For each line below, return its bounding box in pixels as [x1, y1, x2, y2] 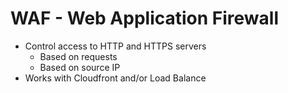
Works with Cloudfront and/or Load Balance [24, 72, 207, 84]
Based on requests [39, 50, 118, 62]
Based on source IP [39, 61, 121, 73]
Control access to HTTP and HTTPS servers [24, 40, 207, 52]
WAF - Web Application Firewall [10, 7, 280, 30]
